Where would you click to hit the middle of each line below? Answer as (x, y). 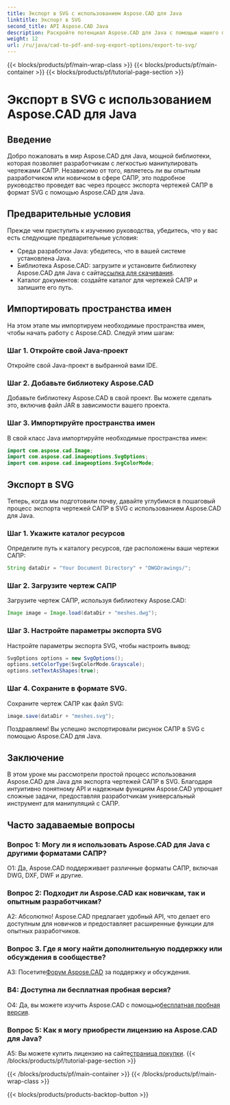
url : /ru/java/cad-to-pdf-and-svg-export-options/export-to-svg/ (102, 45)
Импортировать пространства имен (89, 309)
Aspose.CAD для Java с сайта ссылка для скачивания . (95, 273)
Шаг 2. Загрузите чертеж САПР (62, 586)
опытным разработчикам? (54, 902)
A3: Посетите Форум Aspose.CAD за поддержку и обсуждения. (99, 972)
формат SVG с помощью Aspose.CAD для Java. (76, 192)
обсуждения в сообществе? (56, 958)
